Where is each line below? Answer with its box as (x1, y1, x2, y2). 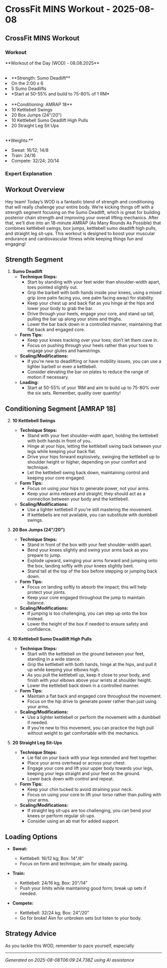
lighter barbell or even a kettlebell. (27, 364, 97, 370)
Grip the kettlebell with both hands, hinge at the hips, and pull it (27, 662, 157, 668)
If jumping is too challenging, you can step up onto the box (27, 610, 148, 616)
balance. (27, 600, 45, 606)
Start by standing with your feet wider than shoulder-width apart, (27, 279, 161, 285)
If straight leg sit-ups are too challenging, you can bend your (27, 807, 152, 814)
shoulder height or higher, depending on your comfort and (27, 459, 147, 465)
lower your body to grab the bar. (27, 305, 93, 311)
